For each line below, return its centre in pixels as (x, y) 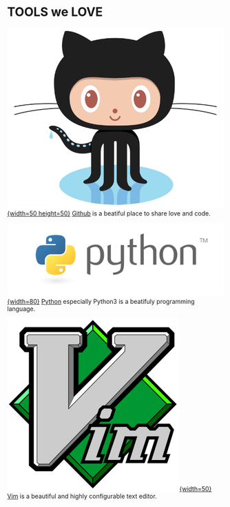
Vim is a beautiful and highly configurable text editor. (82, 496)
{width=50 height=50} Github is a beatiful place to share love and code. (109, 213)
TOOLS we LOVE (55, 12)
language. (21, 309)
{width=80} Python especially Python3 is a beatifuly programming (101, 302)
